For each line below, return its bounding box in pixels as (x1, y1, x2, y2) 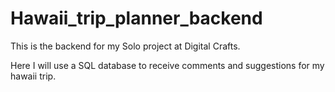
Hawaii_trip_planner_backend (10, 7, 263, 30)
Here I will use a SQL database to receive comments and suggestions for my (10, 59, 325, 71)
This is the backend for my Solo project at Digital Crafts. (10, 40, 241, 52)
